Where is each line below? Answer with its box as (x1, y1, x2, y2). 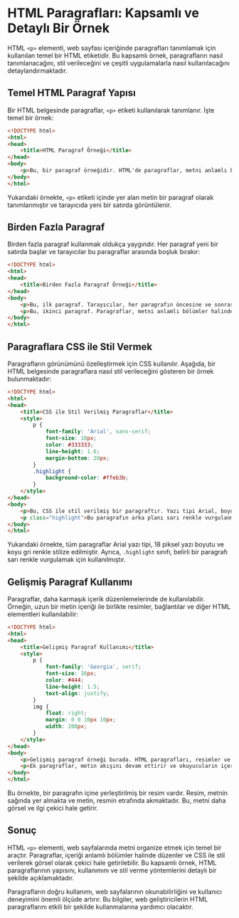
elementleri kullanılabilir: (7, 610, 78, 618)
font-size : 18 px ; (45, 435, 97, 442)
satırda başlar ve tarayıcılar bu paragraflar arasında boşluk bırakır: (7, 248, 201, 256)
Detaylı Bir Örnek (7, 20, 110, 36)
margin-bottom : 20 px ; (45, 454, 110, 462)
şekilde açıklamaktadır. (7, 873, 75, 882)
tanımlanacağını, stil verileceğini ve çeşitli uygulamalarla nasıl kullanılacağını (7, 58, 230, 67)
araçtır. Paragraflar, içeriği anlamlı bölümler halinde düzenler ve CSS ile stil (7, 850, 225, 859)
